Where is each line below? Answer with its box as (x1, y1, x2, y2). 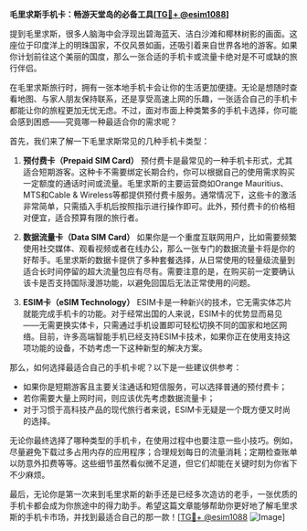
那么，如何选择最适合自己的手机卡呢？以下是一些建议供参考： (9, 362, 242, 373)
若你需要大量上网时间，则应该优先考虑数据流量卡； (22, 393, 216, 403)
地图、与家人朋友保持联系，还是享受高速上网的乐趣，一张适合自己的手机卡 (16, 93, 298, 104)
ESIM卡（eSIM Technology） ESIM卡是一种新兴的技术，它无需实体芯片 (22, 297, 292, 307)
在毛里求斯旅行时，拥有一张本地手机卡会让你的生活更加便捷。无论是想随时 (9, 82, 290, 92)
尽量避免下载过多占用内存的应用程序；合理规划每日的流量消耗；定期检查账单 (9, 447, 298, 457)
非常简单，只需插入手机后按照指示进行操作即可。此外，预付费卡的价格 (22, 201, 288, 211)
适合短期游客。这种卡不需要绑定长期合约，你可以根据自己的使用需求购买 (22, 166, 295, 177)
